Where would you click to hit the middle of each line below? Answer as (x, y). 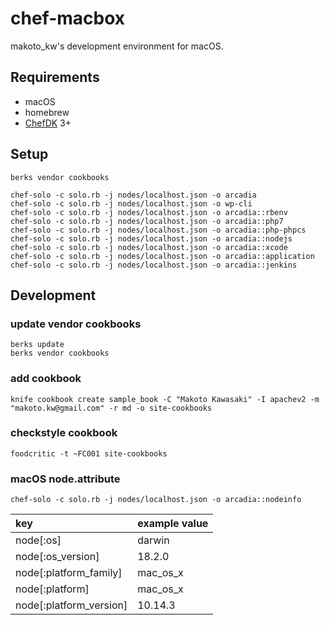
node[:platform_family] (69, 573)
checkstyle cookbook (64, 433)
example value (173, 524)
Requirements (55, 77)
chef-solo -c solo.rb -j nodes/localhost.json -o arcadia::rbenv (149, 212)
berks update (37, 345)
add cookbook (46, 379)
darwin (153, 540)
